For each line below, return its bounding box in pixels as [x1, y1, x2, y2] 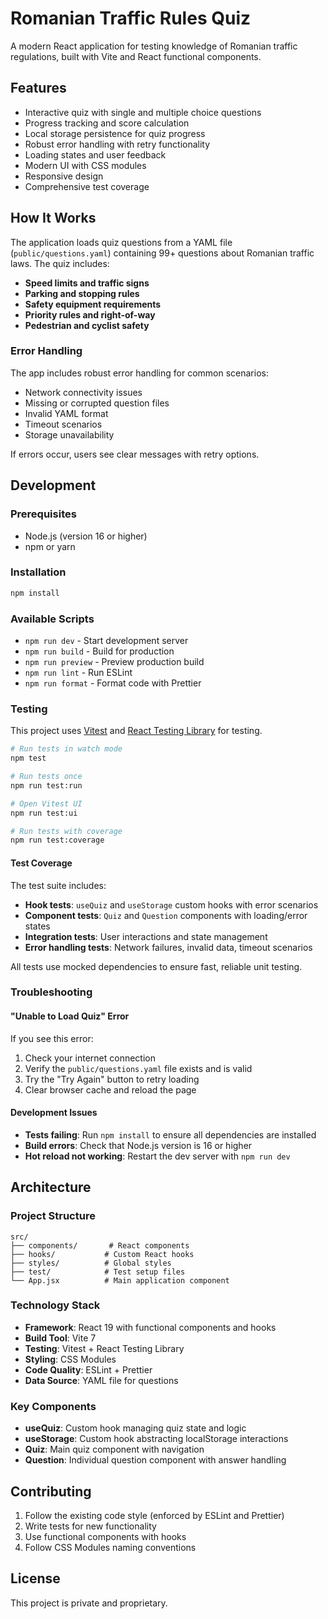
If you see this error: [10, 1032, 94, 1044]
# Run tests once [10, 772, 83, 782]
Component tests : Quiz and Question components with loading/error [24, 909, 308, 921]
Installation [10, 565, 67, 579]
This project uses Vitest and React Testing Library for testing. [10, 725, 263, 737]
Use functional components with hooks [24, 1530, 187, 1542]
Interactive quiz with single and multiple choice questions [24, 106, 262, 118]
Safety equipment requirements [24, 298, 162, 310]
